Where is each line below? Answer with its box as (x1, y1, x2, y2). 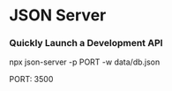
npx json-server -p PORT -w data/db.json (9, 57, 161, 67)
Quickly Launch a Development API (9, 37, 163, 49)
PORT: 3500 (9, 74, 54, 85)
